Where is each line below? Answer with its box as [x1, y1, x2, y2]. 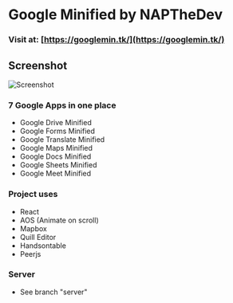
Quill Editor [19, 232, 57, 242]
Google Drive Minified [19, 118, 92, 128]
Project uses [8, 189, 58, 200]
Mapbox [19, 223, 48, 233]
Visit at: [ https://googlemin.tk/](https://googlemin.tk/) [8, 34, 225, 45]
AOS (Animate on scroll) [19, 215, 100, 225]
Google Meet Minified [19, 169, 92, 179]
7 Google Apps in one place [8, 100, 116, 111]
